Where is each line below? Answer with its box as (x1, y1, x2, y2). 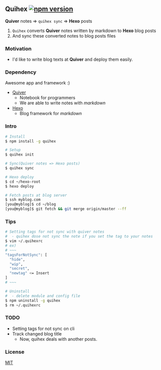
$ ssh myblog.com (5, 197, 41, 203)
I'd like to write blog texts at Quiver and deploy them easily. (12, 56, 133, 62)
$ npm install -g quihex (5, 139, 56, 144)
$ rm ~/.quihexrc (5, 302, 41, 308)
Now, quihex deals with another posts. (19, 336, 97, 342)
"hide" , (9, 257, 26, 262)
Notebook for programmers (19, 95, 75, 101)
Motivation (5, 45, 32, 52)
